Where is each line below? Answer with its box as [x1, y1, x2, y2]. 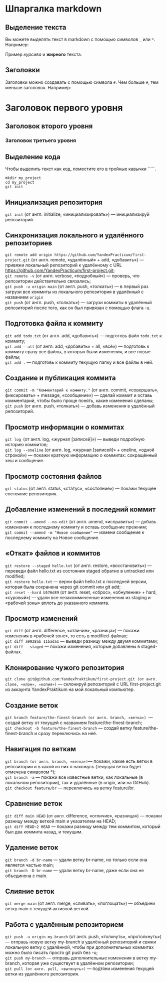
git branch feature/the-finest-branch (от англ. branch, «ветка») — [5, 715, 153, 721]
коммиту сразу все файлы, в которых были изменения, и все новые [5, 348, 151, 354]
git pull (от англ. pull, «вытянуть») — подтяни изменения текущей [5, 965, 154, 971]
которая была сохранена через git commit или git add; [5, 584, 121, 590]
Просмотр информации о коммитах [5, 423, 124, 432]
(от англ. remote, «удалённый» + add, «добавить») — [30, 256, 144, 262]
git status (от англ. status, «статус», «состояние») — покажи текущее [5, 485, 156, 491]
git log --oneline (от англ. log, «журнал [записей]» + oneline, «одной [5, 447, 155, 453]
